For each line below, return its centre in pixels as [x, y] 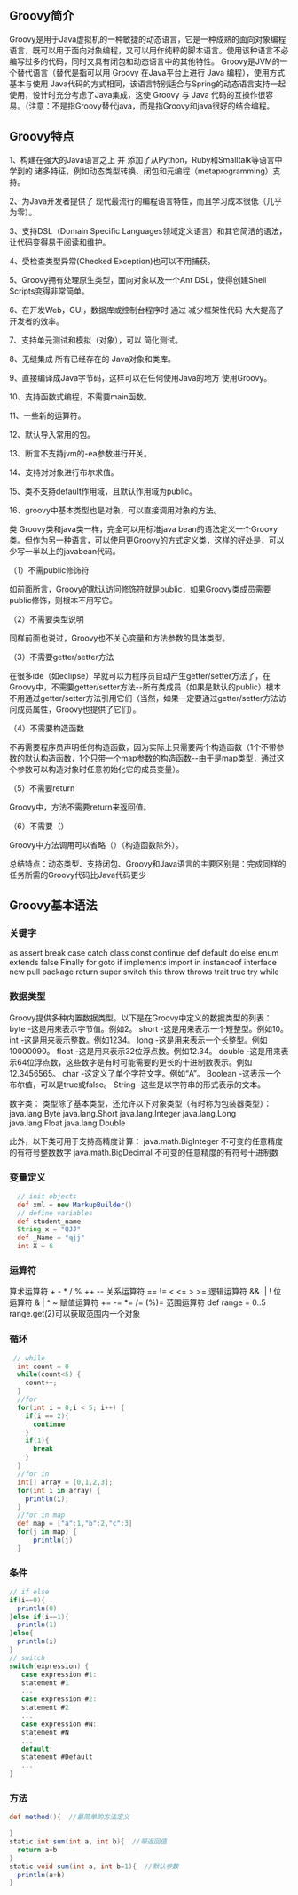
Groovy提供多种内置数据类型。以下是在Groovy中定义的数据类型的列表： [141, 1018]
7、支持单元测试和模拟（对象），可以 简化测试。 [96, 340]
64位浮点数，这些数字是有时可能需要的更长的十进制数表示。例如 [134, 1062]
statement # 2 [45, 1708]
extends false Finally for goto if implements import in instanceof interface [143, 963]
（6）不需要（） [39, 826]
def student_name [49, 1222]
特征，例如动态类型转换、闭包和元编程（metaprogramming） [161, 171]
